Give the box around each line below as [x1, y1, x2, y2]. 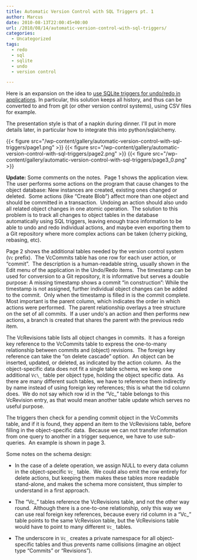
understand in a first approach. [14, 487, 90, 494]
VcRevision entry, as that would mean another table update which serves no [6, 397, 191, 404]
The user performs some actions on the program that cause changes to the [6, 180, 189, 187]
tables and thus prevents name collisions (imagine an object [35, 541, 181, 548]
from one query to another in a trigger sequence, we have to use [6, 433, 163, 440]
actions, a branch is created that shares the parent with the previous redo [6, 317, 184, 324]
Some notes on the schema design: [6, 451, 92, 458]
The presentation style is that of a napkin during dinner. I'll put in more [6, 120, 176, 127]
